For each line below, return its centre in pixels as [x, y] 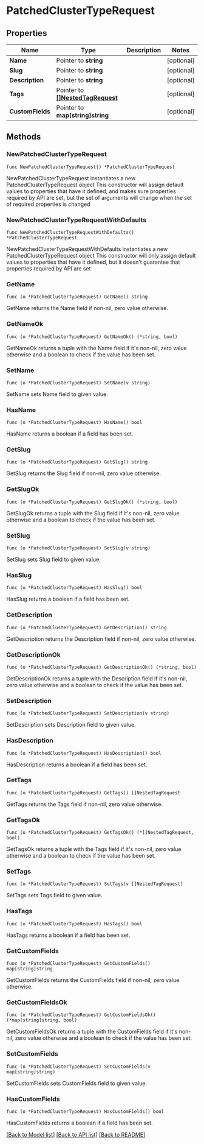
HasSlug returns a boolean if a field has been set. [68, 599]
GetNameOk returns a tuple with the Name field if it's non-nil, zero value [97, 348]
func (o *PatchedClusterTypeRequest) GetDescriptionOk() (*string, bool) [102, 667]
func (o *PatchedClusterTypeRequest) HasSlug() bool [74, 588]
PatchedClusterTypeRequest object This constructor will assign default [95, 185]
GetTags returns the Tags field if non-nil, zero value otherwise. [84, 804]
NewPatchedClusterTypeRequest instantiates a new [71, 178]
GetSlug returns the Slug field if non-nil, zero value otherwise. [83, 473]
